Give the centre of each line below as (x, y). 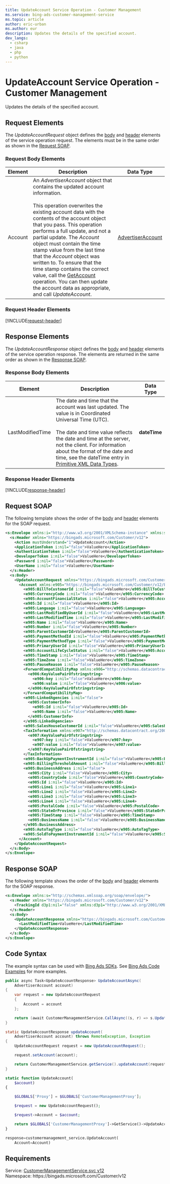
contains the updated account (68, 187)
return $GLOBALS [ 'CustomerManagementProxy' (61, 1124)
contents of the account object (69, 218)
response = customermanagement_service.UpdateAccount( (62, 1138)
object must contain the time (67, 244)
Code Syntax (26, 954)
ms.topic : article (25, 19)
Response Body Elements (37, 373)
